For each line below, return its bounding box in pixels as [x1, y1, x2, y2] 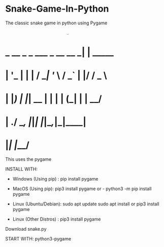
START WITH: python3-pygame [5, 235, 72, 241]
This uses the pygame [5, 156, 52, 162]
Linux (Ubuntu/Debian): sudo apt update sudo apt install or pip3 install [12, 201, 159, 207]
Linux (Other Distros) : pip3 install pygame [12, 216, 101, 222]
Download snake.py [5, 226, 47, 232]
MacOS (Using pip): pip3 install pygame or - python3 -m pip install [12, 186, 152, 192]
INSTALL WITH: [5, 166, 38, 172]
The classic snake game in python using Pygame [5, 20, 108, 26]
